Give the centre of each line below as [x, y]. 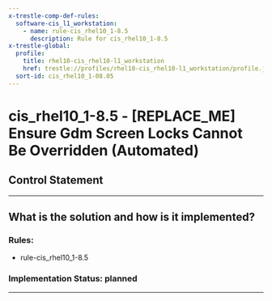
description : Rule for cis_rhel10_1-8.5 [99, 38]
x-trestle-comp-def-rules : [54, 16]
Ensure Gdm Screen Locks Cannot [125, 133]
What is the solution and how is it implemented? [132, 217]
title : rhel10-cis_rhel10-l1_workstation [93, 61]
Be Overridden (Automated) [104, 150]
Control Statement [56, 180]
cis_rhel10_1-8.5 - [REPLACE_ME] [122, 116]
